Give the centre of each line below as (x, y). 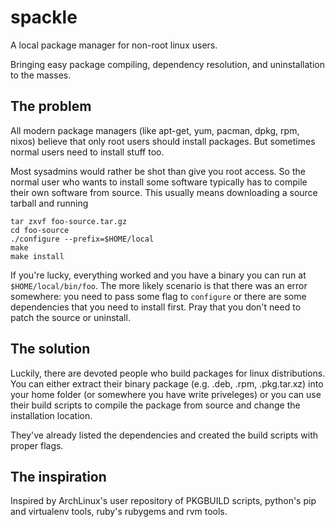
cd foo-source (40, 230)
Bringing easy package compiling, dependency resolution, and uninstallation (167, 64)
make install (37, 256)
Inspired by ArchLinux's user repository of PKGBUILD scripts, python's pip (163, 501)
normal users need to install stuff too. (87, 152)
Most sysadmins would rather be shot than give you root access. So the (158, 171)
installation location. (51, 415)
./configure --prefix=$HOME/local (82, 239)
